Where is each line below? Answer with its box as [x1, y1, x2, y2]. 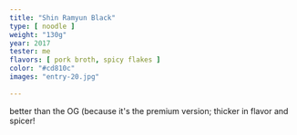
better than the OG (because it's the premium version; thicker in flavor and [9, 105, 289, 116]
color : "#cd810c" [9, 64, 76, 73]
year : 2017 [9, 38, 51, 48]
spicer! [9, 115, 36, 126]
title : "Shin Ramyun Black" [9, 13, 117, 23]
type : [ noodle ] [9, 22, 76, 31]
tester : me [9, 47, 51, 56]
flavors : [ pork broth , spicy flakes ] [9, 55, 161, 64]
